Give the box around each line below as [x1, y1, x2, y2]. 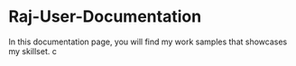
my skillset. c [8, 45, 58, 56]
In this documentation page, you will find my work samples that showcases [8, 36, 288, 47]
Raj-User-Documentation [8, 6, 202, 27]
